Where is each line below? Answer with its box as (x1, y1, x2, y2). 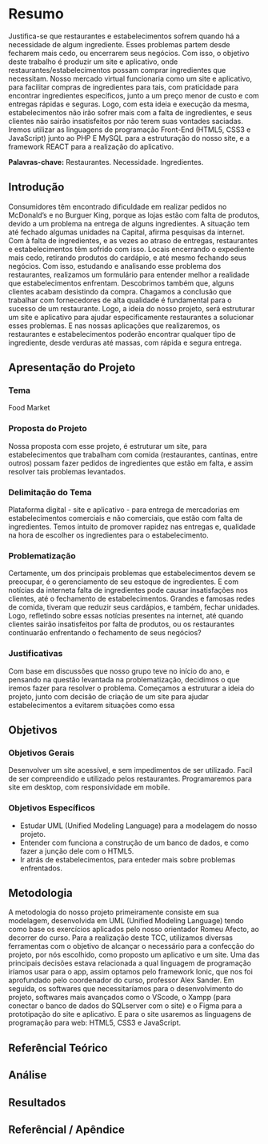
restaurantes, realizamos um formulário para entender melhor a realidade (8, 270, 250, 279)
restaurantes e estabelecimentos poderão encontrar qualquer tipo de (8, 329, 236, 338)
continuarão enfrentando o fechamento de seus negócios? (8, 628, 202, 638)
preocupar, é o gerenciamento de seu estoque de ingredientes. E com (8, 577, 239, 586)
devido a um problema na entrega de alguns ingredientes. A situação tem (8, 218, 250, 228)
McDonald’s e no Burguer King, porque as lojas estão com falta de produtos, (8, 210, 260, 220)
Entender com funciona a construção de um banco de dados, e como (19, 838, 250, 847)
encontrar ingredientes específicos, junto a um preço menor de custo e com (8, 90, 260, 100)
